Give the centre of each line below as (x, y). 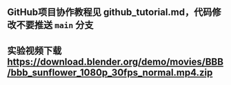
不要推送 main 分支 (55, 25)
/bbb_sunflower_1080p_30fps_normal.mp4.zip (110, 72)
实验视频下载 (34, 50)
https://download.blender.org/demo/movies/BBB (115, 61)
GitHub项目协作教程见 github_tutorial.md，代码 (110, 12)
